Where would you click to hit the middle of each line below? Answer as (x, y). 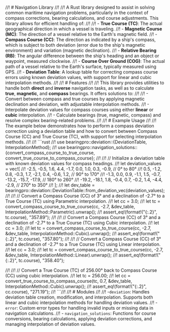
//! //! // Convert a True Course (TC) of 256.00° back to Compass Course (81, 270)
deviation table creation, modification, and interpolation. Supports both (79, 297)
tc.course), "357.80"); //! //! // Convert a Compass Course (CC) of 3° (90, 239)
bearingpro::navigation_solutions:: (102, 147)
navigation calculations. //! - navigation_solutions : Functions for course (81, 313)
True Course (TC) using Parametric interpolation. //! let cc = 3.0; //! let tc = (83, 201)
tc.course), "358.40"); (42, 260)
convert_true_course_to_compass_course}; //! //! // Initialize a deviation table (85, 158)
